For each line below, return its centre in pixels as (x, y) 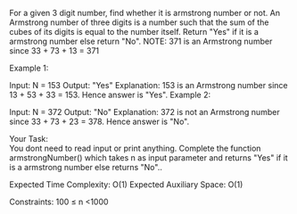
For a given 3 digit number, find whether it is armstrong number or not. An (145, 13)
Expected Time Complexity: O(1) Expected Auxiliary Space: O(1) (126, 185)
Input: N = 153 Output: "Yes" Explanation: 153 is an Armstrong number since (148, 85)
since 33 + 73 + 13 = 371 (54, 51)
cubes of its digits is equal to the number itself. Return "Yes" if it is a (134, 32)
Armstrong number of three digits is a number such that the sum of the (139, 22)
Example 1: (29, 68)
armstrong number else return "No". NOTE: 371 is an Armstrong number (141, 41)
